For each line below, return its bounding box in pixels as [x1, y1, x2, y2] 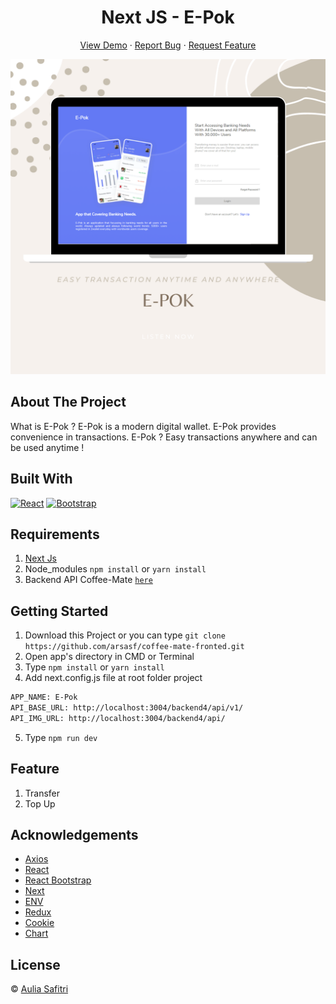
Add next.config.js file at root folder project [24, 672, 203, 684]
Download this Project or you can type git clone [24, 629, 226, 641]
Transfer [24, 787, 61, 799]
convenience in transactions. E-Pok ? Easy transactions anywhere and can [10, 431, 318, 443]
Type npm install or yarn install [24, 661, 165, 673]
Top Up [24, 797, 56, 810]
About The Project [10, 394, 127, 411]
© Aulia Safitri [10, 983, 69, 995]
